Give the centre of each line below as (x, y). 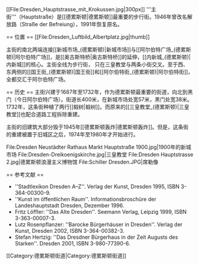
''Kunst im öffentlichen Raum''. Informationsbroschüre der (85, 199)
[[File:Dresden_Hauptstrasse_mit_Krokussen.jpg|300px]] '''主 (81, 9)
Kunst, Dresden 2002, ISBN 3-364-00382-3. (70, 231)
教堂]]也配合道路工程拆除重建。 (45, 114)
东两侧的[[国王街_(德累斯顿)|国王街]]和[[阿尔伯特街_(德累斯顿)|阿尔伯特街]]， (100, 72)
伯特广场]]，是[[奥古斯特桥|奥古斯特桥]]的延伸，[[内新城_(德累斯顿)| (108, 57)
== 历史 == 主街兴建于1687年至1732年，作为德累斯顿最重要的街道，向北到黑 (99, 92)
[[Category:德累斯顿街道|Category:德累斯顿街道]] (66, 256)
